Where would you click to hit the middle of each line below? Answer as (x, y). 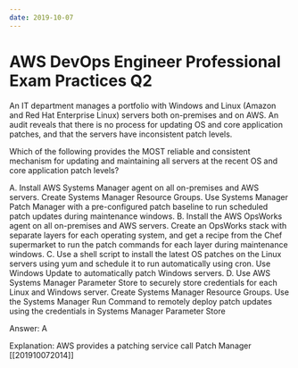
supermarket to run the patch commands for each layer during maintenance (149, 244)
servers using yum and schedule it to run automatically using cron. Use (140, 263)
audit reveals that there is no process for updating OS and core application (146, 124)
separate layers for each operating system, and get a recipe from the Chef (146, 235)
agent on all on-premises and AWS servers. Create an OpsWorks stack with (148, 225)
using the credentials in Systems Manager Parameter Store (117, 311)
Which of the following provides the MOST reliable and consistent (130, 151)
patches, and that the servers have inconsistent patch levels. (121, 134)
